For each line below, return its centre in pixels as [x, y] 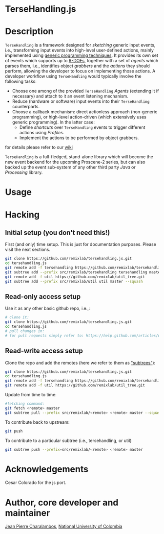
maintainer [28, 513]
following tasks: [21, 81]
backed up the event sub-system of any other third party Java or [70, 167]
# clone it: [17, 317]
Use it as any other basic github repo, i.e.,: [48, 308]
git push [14, 431]
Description [29, 32]
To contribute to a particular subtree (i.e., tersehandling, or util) [68, 440]
